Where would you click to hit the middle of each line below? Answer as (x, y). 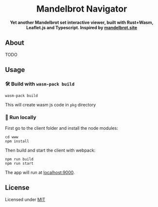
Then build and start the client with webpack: (50, 150)
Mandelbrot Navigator (82, 9)
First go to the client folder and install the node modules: (61, 128)
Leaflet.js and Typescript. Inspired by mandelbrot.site (82, 27)
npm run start (19, 163)
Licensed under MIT (25, 199)
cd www (12, 137)
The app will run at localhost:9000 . (40, 172)
